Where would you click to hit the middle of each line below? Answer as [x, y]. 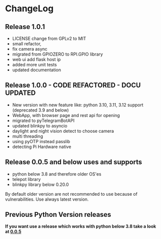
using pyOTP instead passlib [41, 141]
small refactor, [27, 44]
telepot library [26, 179]
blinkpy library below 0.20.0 [40, 184]
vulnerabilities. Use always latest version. [47, 199]
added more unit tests [34, 65]
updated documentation [37, 70]
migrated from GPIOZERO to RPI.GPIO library [58, 54]
